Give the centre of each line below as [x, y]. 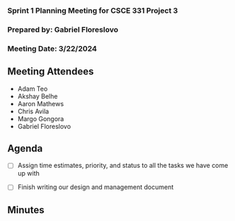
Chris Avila [33, 111]
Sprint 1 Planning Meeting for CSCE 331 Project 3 [93, 11]
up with [29, 174]
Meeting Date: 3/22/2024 [52, 48]
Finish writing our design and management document [96, 187]
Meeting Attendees [51, 72]
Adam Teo [33, 89]
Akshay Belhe [38, 96]
